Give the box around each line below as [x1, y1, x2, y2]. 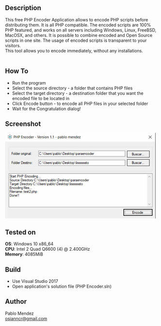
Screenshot [5, 120, 41, 128]
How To [5, 67, 29, 75]
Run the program [12, 80, 46, 86]
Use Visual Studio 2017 [12, 278, 58, 284]
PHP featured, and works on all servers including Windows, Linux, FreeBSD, [5, 27, 157, 33]
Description [5, 4, 41, 12]
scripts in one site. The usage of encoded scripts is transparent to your [5, 37, 147, 43]
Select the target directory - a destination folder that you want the [12, 90, 144, 96]
